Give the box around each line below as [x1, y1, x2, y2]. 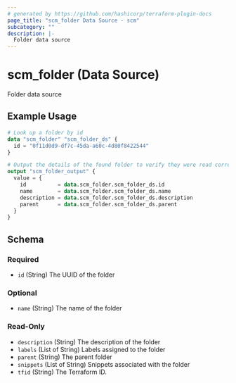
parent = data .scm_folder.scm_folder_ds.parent [20, 201, 178, 208]
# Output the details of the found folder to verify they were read [7, 161, 212, 169]
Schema [7, 233, 44, 245]
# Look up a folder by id [7, 129, 83, 136]
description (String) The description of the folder [17, 337, 161, 346]
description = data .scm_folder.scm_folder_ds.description [20, 194, 193, 201]
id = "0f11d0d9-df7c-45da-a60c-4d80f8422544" [13, 142, 150, 149]
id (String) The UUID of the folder [17, 270, 115, 279]
